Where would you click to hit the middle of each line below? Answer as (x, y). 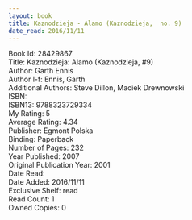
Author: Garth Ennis (41, 71)
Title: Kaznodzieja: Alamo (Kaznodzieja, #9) (81, 62)
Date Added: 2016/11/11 (46, 182)
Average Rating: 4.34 (43, 122)
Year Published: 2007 (44, 156)
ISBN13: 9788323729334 (50, 105)
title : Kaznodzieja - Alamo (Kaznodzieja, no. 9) (95, 23)
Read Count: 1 (31, 199)
